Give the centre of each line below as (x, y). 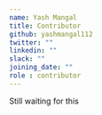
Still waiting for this (44, 101)
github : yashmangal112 (51, 34)
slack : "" (27, 59)
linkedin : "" (33, 51)
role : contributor (45, 76)
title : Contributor (45, 26)
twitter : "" (31, 42)
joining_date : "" (41, 68)
